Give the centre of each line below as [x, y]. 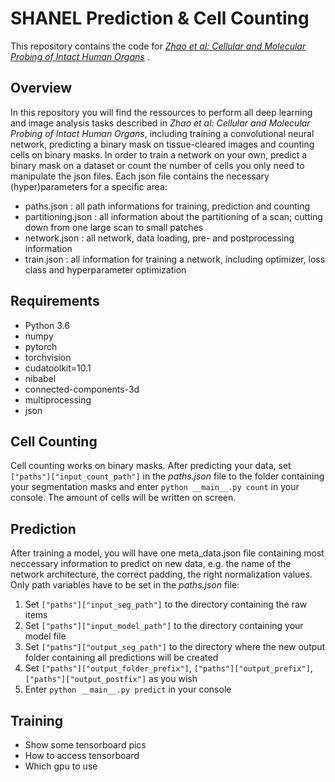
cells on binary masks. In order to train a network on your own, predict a [159, 154]
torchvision [48, 357]
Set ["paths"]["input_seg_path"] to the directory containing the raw [166, 604]
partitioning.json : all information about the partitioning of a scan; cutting [173, 216]
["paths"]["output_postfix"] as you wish [111, 679]
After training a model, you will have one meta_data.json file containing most [167, 553]
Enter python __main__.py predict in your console [128, 689]
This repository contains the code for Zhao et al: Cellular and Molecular [158, 46]
